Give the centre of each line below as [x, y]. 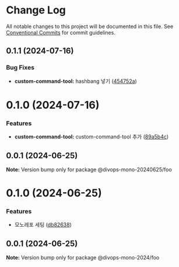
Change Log [36, 10]
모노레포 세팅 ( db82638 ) [43, 225]
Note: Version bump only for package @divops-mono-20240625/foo [89, 169]
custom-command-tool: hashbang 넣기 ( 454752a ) [76, 81]
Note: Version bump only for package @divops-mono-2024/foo [83, 258]
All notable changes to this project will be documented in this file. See [90, 26]
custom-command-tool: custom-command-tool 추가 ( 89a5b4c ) [92, 137]
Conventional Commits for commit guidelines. [61, 32]
